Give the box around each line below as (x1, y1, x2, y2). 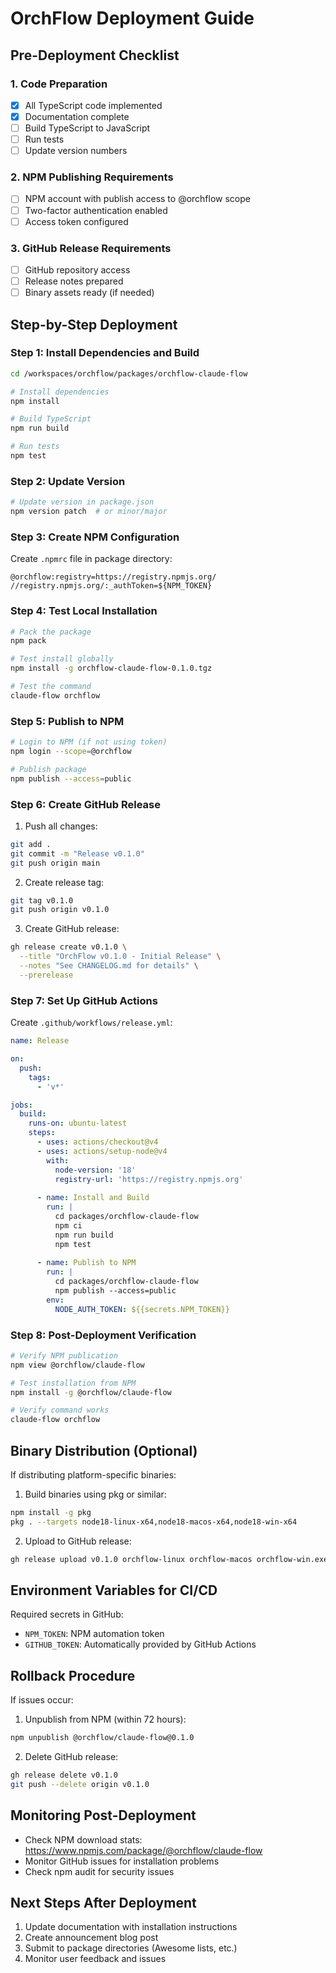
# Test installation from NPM (10, 1378, 137, 1388)
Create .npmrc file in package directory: (10, 553, 173, 565)
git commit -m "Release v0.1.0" (10, 848, 145, 859)
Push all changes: (24, 820, 98, 832)
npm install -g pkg (10, 1507, 92, 1517)
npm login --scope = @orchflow (10, 747, 132, 757)
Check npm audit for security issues (24, 1865, 175, 1877)
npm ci (54, 1220, 83, 1231)
